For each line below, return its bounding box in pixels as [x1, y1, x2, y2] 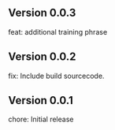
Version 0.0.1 [8, 94, 73, 107]
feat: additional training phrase [8, 27, 108, 36]
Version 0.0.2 [8, 50, 76, 64]
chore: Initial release [8, 114, 74, 124]
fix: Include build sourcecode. [8, 71, 105, 80]
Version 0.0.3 [8, 6, 76, 20]
